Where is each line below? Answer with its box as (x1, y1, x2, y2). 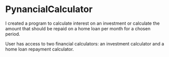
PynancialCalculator (5, 4, 93, 15)
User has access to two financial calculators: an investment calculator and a (5, 40, 164, 46)
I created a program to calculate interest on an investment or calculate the (5, 20, 160, 26)
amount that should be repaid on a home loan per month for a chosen (5, 25, 151, 31)
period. (5, 31, 20, 37)
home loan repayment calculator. (5, 46, 74, 52)
